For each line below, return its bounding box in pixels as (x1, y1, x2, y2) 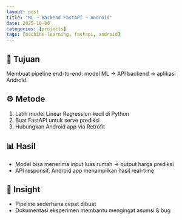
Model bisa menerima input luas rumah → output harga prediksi (15, 160, 174, 167)
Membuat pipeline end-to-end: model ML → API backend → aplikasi (6, 70, 176, 77)
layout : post (6, 8, 39, 15)
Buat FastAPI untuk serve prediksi (15, 116, 100, 124)
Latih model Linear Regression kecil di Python (15, 110, 129, 117)
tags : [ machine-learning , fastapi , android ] (6, 32, 121, 38)
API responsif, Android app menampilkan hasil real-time (15, 167, 155, 174)
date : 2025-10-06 (6, 20, 50, 26)
